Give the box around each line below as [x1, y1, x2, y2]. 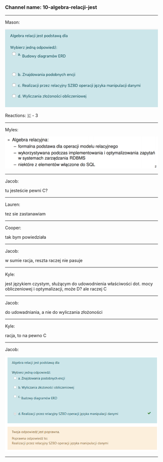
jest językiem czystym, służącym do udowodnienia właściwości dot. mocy [5, 280, 153, 287]
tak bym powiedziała [5, 234, 47, 240]
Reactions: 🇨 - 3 [5, 113, 38, 119]
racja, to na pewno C [5, 332, 47, 338]
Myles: [5, 127, 18, 133]
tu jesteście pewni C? [5, 187, 48, 193]
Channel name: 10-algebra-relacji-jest [5, 4, 97, 11]
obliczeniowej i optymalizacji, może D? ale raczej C [5, 286, 107, 292]
